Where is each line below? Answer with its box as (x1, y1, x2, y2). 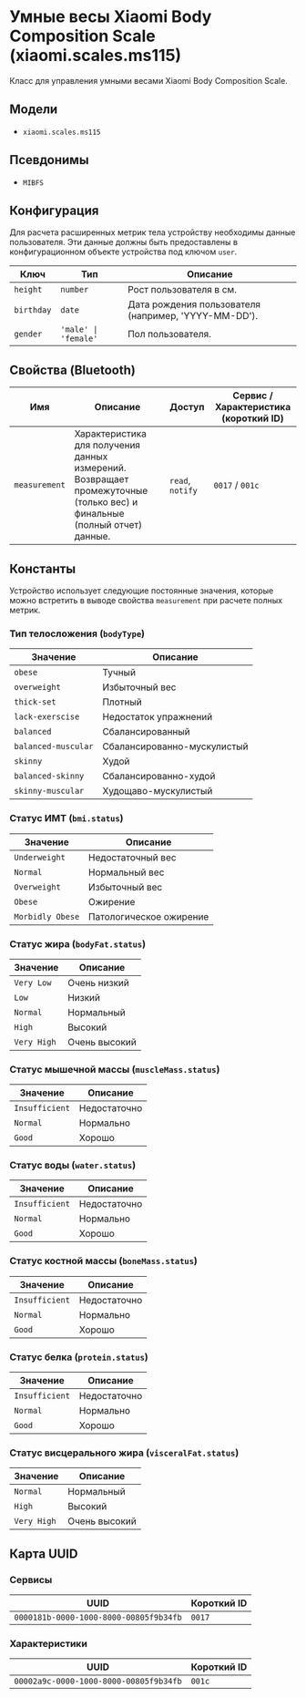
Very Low (14, 977, 52, 988)
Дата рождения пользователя (127, 298, 261, 311)
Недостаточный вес (87, 850, 177, 863)
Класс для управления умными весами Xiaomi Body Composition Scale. (9, 75, 289, 86)
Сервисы (9, 1573, 53, 1586)
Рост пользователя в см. (127, 283, 237, 296)
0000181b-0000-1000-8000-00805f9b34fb (14, 1612, 182, 1623)
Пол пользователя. (127, 328, 212, 341)
